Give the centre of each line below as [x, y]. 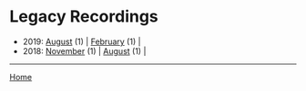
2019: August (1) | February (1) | [82, 41]
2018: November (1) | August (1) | [84, 50]
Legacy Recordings [84, 17]
